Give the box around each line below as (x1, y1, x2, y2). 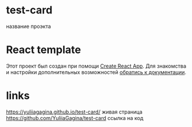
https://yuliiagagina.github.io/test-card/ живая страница (6, 108, 143, 115)
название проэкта (6, 23, 51, 30)
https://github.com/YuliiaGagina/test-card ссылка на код (6, 114, 144, 121)
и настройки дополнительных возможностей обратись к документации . (6, 68, 187, 76)
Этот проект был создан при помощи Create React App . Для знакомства (6, 62, 187, 69)
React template (6, 43, 81, 57)
